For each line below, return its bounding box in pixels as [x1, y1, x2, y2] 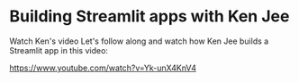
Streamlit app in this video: [9, 45, 108, 55]
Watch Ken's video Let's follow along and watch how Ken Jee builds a [9, 36, 269, 46]
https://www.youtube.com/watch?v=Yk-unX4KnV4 [9, 62, 196, 73]
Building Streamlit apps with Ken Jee [9, 6, 290, 27]
